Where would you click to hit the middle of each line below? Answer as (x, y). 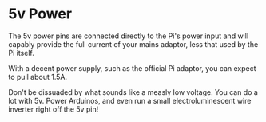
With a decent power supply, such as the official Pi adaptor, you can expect (133, 68)
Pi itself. (21, 53)
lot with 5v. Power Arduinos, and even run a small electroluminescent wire (130, 100)
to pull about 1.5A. (38, 77)
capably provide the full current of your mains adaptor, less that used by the (133, 44)
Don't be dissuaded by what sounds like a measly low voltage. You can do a (133, 92)
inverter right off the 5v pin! (54, 109)
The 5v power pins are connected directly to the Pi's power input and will (129, 36)
